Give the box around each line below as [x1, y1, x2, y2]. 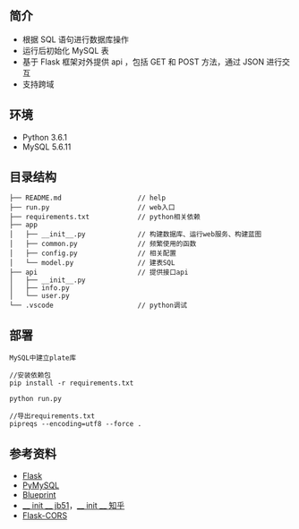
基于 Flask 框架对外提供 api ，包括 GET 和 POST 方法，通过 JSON [21, 56, 265, 67]
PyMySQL [21, 480, 60, 491]
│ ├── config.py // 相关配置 [9, 249, 177, 258]
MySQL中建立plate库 [9, 354, 77, 363]
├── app [9, 220, 38, 230]
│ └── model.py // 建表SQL [9, 259, 175, 268]
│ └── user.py [9, 292, 70, 301]
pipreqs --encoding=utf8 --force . [9, 420, 142, 429]
